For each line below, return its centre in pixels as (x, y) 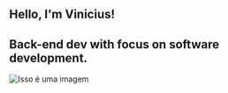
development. (49, 57)
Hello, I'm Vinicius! (62, 14)
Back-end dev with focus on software (114, 44)
